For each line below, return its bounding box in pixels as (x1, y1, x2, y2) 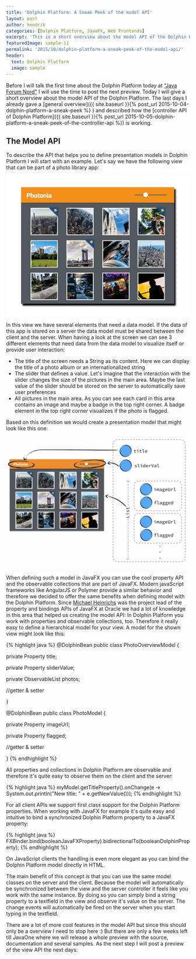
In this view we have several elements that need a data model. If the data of (6, 321, 188, 328)
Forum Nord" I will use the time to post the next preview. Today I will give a (6, 88, 185, 95)
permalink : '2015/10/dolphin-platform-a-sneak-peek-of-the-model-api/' (6, 47, 184, 53)
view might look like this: (6, 630, 65, 638)
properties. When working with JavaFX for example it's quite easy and (6, 808, 175, 815)
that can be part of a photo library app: (6, 164, 99, 171)
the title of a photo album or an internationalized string (14, 364, 146, 371)
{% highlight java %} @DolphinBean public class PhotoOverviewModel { (6, 642, 180, 649)
